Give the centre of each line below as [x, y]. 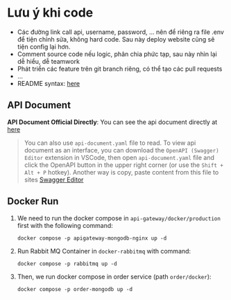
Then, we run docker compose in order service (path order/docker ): [114, 276]
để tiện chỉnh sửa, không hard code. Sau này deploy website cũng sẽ [116, 39]
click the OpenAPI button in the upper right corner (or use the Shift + [124, 165]
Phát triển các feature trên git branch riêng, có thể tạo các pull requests [120, 69]
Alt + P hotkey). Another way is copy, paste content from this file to [121, 172]
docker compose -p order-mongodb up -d [75, 289]
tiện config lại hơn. [44, 46]
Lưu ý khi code [50, 13]
